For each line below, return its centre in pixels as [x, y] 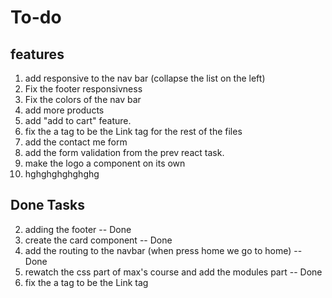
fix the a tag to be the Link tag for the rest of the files [133, 131]
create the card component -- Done [98, 240]
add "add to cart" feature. [78, 120]
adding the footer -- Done [78, 229]
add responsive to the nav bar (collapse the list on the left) [145, 78]
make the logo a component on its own [105, 163]
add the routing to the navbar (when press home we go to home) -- [163, 250]
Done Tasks [47, 205]
